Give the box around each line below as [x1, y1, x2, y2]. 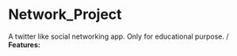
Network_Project [8, 6, 122, 24]
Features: [8, 39, 41, 49]
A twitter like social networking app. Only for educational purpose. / [8, 32, 229, 41]
